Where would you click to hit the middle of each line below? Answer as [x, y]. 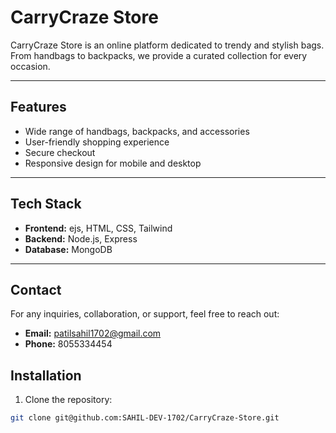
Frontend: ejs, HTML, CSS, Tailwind [98, 228]
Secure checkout [60, 152]
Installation [46, 375]
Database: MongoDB [68, 249]
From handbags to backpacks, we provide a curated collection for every [159, 55]
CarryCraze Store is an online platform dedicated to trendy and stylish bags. [167, 45]
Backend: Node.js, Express [81, 238]
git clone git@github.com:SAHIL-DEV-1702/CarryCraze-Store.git [145, 418]
